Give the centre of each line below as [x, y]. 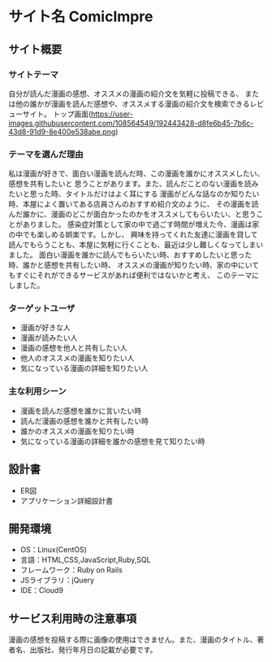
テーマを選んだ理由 [46, 154]
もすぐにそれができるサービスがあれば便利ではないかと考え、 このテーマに [134, 275]
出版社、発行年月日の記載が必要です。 [93, 650]
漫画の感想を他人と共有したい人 [73, 348]
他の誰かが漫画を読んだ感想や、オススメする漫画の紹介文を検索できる [132, 103]
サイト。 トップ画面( [57, 114]
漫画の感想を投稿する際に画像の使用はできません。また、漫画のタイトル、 [133, 640]
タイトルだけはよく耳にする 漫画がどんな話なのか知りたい [162, 194]
